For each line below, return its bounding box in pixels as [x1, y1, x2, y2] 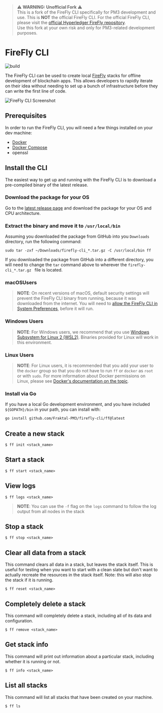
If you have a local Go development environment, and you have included [5, 402, 150, 407]
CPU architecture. [5, 210, 41, 216]
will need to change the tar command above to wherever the [5, 262, 127, 268]
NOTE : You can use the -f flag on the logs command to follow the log [17, 503, 157, 509]
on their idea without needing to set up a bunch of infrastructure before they [5, 83, 158, 89]
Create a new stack [5, 429, 65, 438]
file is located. [35, 267, 63, 273]
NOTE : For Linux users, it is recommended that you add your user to [17, 363, 154, 368]
